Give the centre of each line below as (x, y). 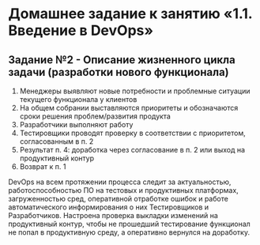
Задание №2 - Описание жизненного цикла (122, 60)
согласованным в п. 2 (57, 141)
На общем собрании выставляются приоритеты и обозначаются (129, 108)
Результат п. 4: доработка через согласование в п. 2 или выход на (132, 150)
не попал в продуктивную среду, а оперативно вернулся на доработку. (129, 232)
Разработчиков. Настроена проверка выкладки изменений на (113, 215)
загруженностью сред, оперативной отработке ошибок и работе (119, 199)
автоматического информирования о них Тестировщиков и (109, 207)
